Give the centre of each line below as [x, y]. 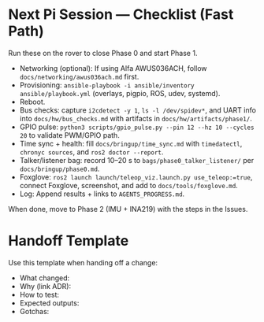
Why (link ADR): [45, 286]
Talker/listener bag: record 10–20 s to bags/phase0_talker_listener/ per [137, 160]
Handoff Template [69, 241]
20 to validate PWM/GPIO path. [69, 135]
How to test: [39, 294]
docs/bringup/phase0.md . [59, 168]
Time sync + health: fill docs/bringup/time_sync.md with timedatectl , [131, 143]
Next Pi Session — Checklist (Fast [121, 15]
